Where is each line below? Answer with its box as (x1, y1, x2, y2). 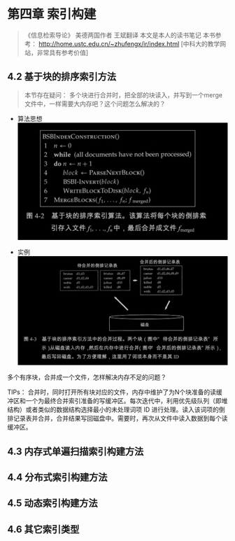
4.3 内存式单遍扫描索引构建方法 (7, 445, 144, 457)
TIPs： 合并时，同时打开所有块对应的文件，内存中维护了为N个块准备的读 (7, 388, 217, 396)
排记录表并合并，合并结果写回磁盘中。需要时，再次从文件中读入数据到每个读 (7, 414, 228, 423)
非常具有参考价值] (36, 48, 89, 57)
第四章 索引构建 (7, 6, 97, 22)
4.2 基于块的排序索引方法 (7, 71, 117, 83)
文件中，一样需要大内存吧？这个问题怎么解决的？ (24, 99, 166, 108)
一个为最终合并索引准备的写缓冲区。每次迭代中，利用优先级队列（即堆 (25, 397, 228, 405)
